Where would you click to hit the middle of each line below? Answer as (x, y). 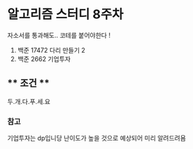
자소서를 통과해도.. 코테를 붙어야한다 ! (59, 35)
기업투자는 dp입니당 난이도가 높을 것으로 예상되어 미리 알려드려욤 (97, 138)
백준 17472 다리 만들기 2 (51, 50)
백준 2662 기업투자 (44, 59)
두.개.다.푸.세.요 (29, 101)
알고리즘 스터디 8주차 (66, 14)
